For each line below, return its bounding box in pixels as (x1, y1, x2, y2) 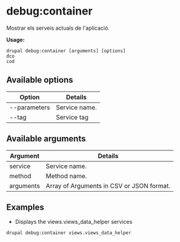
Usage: (6, 36, 25, 43)
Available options (6, 75, 74, 86)
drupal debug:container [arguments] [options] (6, 47, 126, 54)
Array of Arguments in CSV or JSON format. (45, 181, 171, 190)
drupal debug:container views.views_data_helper (6, 230, 132, 236)
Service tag (55, 113, 89, 121)
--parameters (9, 103, 50, 112)
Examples (6, 202, 44, 212)
